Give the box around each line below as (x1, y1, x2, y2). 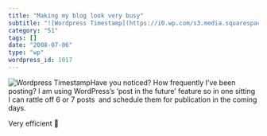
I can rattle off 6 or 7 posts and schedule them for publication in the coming (8, 95, 257, 104)
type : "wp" (8, 49, 44, 56)
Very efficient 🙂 (8, 119, 60, 128)
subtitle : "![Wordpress (8, 19, 87, 27)
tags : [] (8, 33, 37, 42)
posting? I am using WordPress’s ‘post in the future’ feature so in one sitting (8, 86, 256, 95)
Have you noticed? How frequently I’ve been (90, 77, 236, 87)
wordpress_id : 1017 (8, 56, 73, 64)
